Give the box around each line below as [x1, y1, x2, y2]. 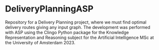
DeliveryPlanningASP [5, 3, 94, 14]
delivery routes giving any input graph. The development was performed [5, 24, 151, 30]
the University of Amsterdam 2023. [5, 39, 75, 45]
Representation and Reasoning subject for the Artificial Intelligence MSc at [5, 35, 154, 40]
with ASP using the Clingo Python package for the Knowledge [5, 29, 129, 35]
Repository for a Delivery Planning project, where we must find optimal [5, 19, 147, 25]
